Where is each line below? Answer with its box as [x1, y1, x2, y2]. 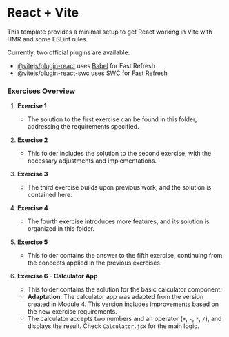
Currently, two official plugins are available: [7, 48, 130, 57]
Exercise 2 [17, 136, 48, 144]
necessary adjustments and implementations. [27, 156, 157, 165]
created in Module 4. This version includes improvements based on [27, 300, 219, 308]
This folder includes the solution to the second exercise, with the [27, 150, 212, 158]
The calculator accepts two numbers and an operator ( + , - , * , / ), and [27, 315, 222, 323]
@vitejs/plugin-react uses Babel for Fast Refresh [17, 61, 156, 70]
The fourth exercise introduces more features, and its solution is [27, 217, 210, 225]
